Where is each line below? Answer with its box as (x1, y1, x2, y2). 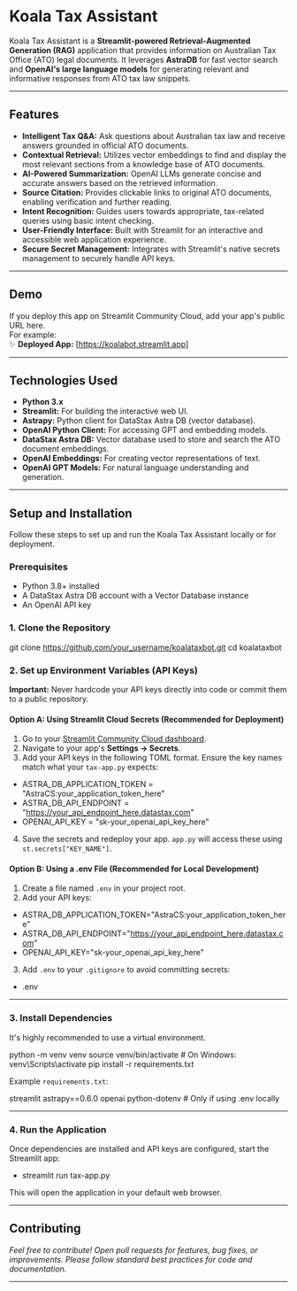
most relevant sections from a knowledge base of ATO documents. (21, 158, 265, 169)
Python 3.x (21, 397, 64, 407)
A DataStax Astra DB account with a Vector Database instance (21, 591, 249, 601)
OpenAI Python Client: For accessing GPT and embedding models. (21, 425, 268, 436)
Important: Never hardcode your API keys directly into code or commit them (9, 684, 287, 695)
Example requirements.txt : (9, 1076, 109, 1086)
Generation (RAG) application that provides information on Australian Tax (9, 44, 277, 55)
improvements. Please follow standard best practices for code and (9, 1254, 253, 1264)
